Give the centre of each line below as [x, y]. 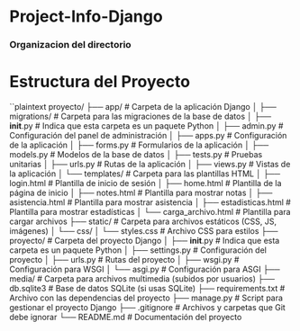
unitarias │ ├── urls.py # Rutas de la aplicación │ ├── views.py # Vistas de [150, 165]
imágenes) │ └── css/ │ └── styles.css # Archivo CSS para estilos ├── [144, 231]
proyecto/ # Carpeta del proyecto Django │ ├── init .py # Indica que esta [145, 241]
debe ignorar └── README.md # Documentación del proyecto [126, 318]
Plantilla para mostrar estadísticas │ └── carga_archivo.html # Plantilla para [150, 212]
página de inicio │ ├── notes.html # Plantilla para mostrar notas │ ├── [141, 193]
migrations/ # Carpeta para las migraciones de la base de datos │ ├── [141, 116]
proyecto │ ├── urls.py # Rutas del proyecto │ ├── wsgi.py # [124, 260]
